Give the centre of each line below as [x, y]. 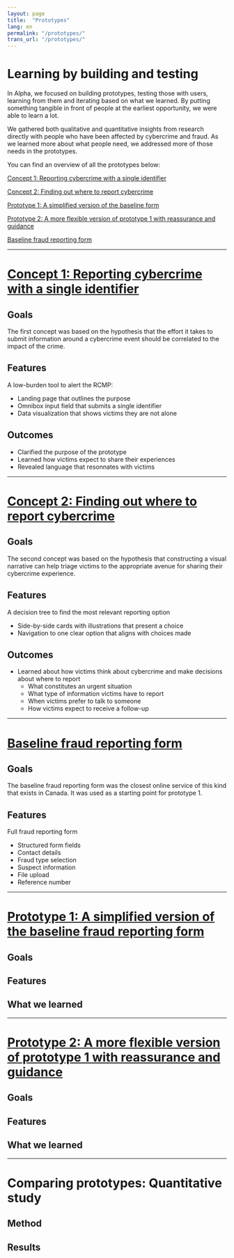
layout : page [26, 14]
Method [25, 1224]
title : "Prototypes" [39, 20]
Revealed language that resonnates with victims [86, 467]
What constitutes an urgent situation [80, 686]
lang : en [20, 26]
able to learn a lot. [33, 116]
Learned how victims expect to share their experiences [96, 459]
